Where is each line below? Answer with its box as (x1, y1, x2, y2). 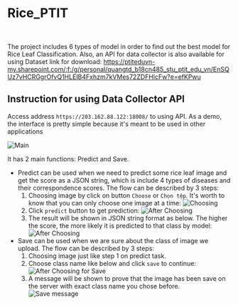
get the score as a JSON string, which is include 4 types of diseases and (17, 176, 231, 184)
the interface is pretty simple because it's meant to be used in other (7, 119, 206, 128)
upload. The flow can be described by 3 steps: (17, 244, 155, 252)
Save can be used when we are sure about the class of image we (17, 236, 209, 245)
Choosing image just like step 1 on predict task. (28, 251, 167, 260)
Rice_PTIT (7, 5, 69, 21)
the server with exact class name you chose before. (28, 282, 180, 290)
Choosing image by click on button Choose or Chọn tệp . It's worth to (28, 191, 225, 200)
